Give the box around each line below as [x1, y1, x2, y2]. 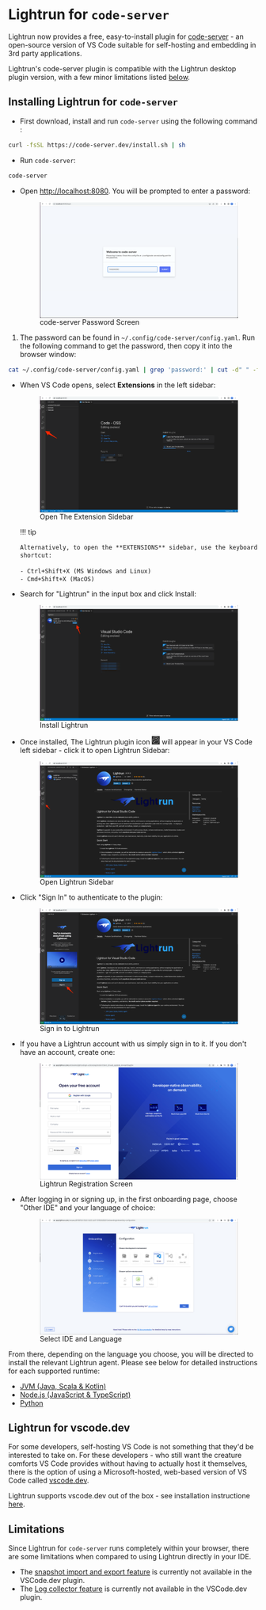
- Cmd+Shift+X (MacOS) [19, 575, 95, 583]
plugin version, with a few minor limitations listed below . [8, 72, 190, 82]
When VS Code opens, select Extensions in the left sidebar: [19, 380, 216, 390]
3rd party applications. [8, 48, 82, 58]
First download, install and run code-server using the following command [19, 116, 257, 126]
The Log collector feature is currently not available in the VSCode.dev [19, 1584, 248, 1593]
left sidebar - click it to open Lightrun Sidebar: [19, 746, 170, 756]
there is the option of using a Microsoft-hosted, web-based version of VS [8, 1467, 248, 1477]
